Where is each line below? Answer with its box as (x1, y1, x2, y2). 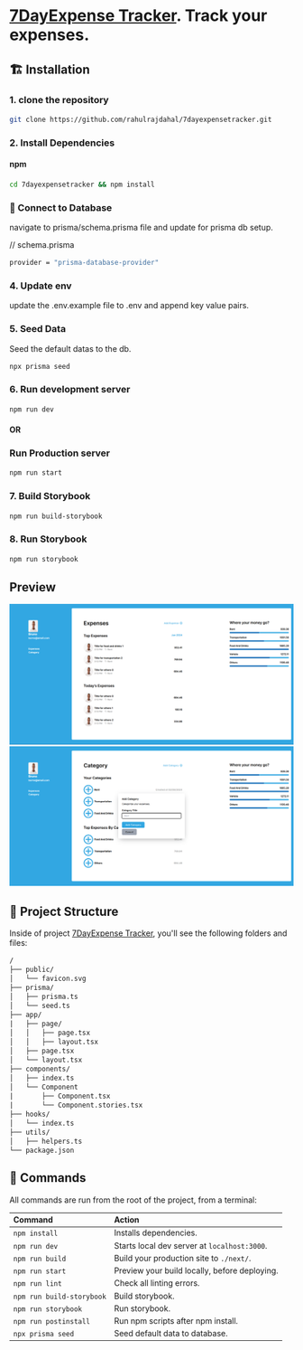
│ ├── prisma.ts (9, 992, 78, 1001)
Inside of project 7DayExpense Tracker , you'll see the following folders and (9, 928, 288, 939)
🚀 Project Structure (9, 903, 119, 919)
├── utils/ (9, 1128, 50, 1137)
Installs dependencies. (114, 1227, 197, 1239)
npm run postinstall (13, 1317, 91, 1326)
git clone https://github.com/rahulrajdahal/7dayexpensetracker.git (9, 115, 272, 124)
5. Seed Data (9, 323, 66, 335)
